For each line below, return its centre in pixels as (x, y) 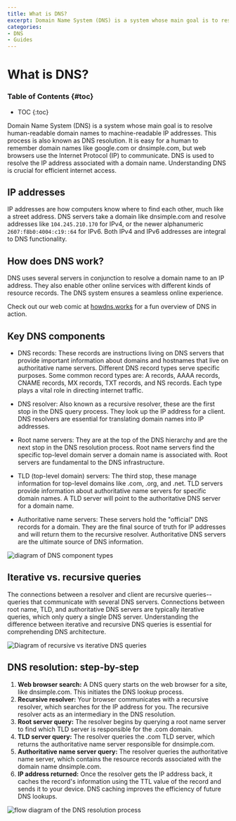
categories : (25, 27)
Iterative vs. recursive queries (74, 578)
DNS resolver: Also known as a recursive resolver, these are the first (116, 404)
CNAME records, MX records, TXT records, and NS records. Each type (120, 383)
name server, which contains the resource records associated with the (119, 758)
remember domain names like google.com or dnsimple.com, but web (107, 147)
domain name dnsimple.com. (59, 766)
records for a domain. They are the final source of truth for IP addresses (122, 527)
